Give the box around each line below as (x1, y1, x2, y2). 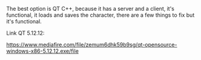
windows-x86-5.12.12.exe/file (6, 47, 79, 55)
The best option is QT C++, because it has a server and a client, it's (6, 5, 174, 12)
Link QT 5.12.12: (6, 29, 45, 37)
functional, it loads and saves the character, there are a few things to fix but (6, 11, 195, 19)
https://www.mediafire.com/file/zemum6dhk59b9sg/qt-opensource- (6, 41, 177, 48)
